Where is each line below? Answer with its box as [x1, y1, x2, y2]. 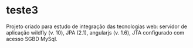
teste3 [6, 4, 39, 17]
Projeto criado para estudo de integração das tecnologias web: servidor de [6, 23, 188, 30]
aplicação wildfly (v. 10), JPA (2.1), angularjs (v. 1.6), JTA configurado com [6, 29, 185, 36]
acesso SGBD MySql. [6, 35, 57, 42]
